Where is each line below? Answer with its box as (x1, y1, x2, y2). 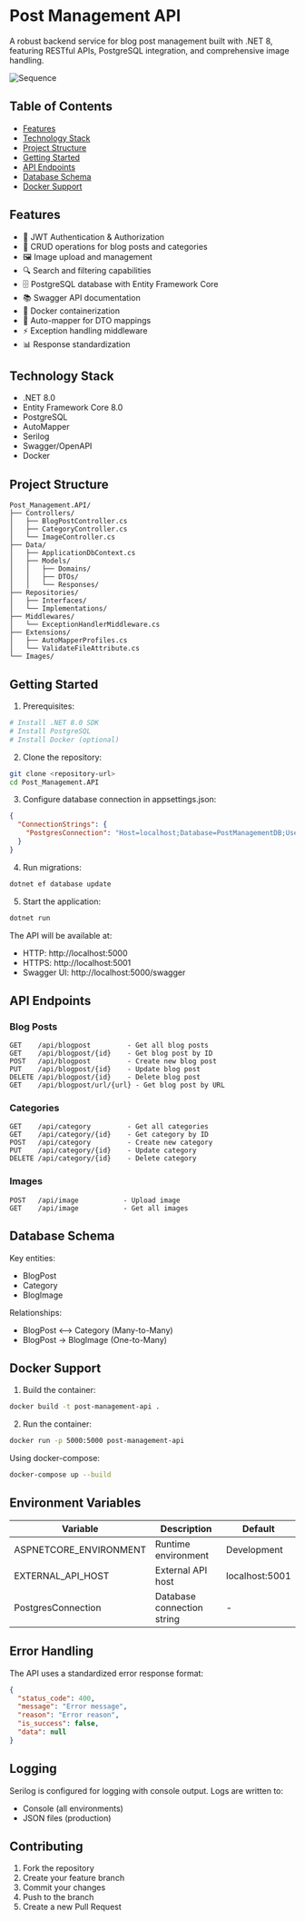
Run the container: (22, 1418, 93, 1429)
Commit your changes (22, 1882, 106, 1893)
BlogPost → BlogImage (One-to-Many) (22, 1334, 168, 1345)
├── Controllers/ (9, 509, 75, 518)
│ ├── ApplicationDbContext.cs (9, 549, 136, 558)
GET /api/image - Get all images (9, 1203, 189, 1213)
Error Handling (9, 1644, 93, 1659)
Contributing (9, 1838, 84, 1854)
